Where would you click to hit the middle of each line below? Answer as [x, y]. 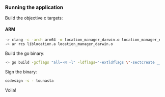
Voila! [11, 90]
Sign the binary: [21, 72]
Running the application [34, 7]
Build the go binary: [25, 53]
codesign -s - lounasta [29, 81]
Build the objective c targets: [34, 18]
